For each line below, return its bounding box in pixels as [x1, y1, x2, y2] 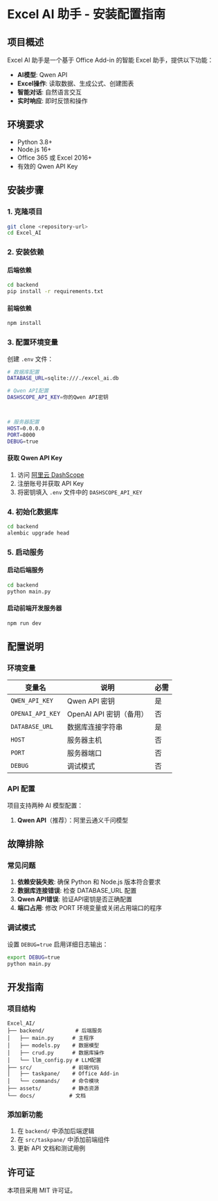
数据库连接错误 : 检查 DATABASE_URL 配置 [17, 887, 137, 895]
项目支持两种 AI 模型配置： [7, 801, 84, 809]
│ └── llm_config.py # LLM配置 [7, 1057, 102, 1064]
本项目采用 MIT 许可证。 [7, 1186, 77, 1195]
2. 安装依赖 [7, 247, 44, 257]
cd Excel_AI [7, 230, 42, 237]
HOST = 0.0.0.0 [7, 425, 45, 432]
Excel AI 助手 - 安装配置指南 [7, 6, 166, 22]
